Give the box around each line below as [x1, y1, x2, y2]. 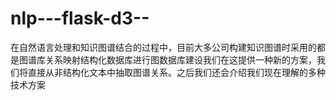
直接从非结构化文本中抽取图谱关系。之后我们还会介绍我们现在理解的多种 [27, 66, 326, 78]
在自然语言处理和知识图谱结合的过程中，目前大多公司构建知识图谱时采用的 [10, 41, 317, 53]
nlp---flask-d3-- [10, 7, 150, 30]
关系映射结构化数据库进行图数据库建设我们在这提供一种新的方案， [44, 53, 317, 66]
